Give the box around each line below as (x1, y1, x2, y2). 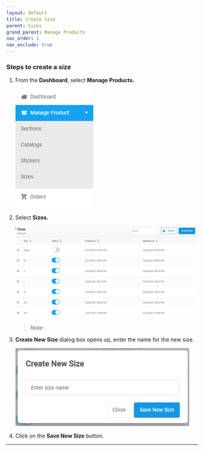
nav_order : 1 (6, 35, 39, 42)
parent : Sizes (6, 23, 42, 29)
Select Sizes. (15, 214, 49, 222)
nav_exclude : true (6, 42, 53, 48)
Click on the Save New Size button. (15, 432, 104, 439)
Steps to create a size (6, 63, 71, 71)
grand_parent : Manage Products (6, 29, 86, 35)
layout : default (6, 10, 47, 16)
